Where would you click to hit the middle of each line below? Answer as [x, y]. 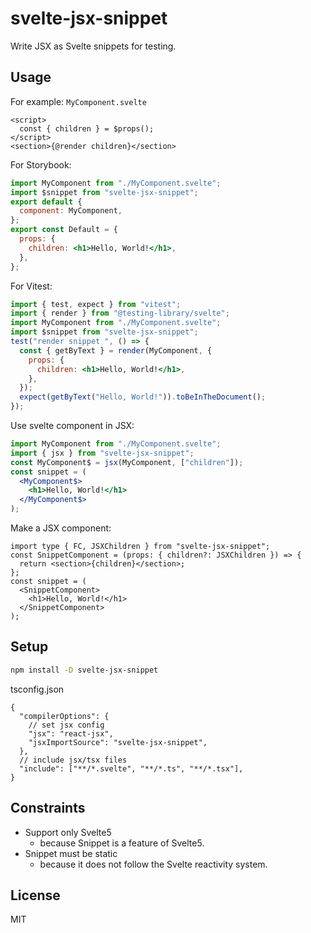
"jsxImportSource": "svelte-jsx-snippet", [118, 742]
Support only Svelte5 [68, 832]
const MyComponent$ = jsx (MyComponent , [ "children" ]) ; [127, 462]
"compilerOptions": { [64, 716]
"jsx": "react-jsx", [71, 733]
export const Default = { [64, 230]
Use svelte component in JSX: [72, 425]
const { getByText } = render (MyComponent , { [116, 350]
